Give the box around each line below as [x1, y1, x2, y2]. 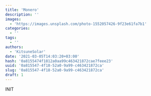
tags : [5, 35, 17, 40]
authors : [5, 44, 24, 49]
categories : [5, 26, 30, 31]
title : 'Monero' [5, 7, 39, 12]
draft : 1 [5, 72, 24, 77]
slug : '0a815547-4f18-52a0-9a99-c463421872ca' [5, 68, 104, 73]
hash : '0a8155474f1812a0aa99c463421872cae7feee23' [5, 58, 113, 63]
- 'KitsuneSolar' [10, 49, 46, 54]
